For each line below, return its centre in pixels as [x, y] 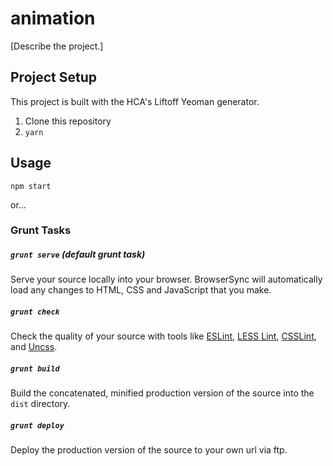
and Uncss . [34, 347]
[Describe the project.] [57, 46]
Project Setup [54, 77]
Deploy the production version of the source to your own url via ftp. [149, 450]
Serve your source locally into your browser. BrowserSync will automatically [166, 279]
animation [53, 18]
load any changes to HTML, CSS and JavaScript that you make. [141, 290]
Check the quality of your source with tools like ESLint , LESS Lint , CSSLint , [163, 336]
